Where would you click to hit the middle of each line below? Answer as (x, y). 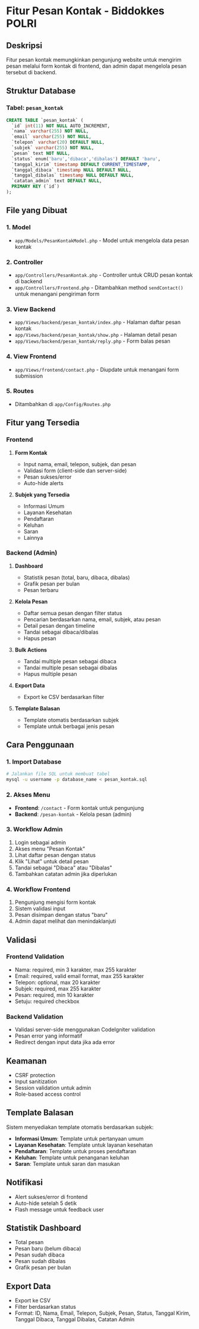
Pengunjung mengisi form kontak (55, 902)
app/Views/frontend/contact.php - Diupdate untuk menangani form (97, 369)
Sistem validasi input (40, 909)
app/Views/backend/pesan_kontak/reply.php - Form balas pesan (92, 341)
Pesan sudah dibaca (40, 1255)
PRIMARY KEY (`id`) (36, 186)
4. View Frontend (31, 356)
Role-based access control (48, 1094)
